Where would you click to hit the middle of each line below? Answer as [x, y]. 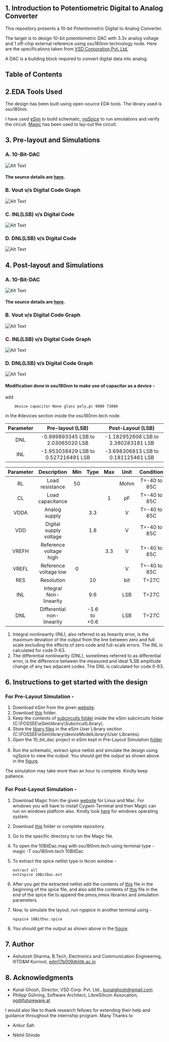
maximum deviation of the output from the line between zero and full [83, 639]
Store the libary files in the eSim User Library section [67, 729]
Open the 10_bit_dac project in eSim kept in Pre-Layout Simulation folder [87, 740]
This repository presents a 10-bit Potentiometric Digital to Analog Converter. [84, 28]
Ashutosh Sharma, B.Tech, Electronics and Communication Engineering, [87, 956]
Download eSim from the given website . [54, 707]
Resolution [53, 580]
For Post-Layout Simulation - [41, 789]
